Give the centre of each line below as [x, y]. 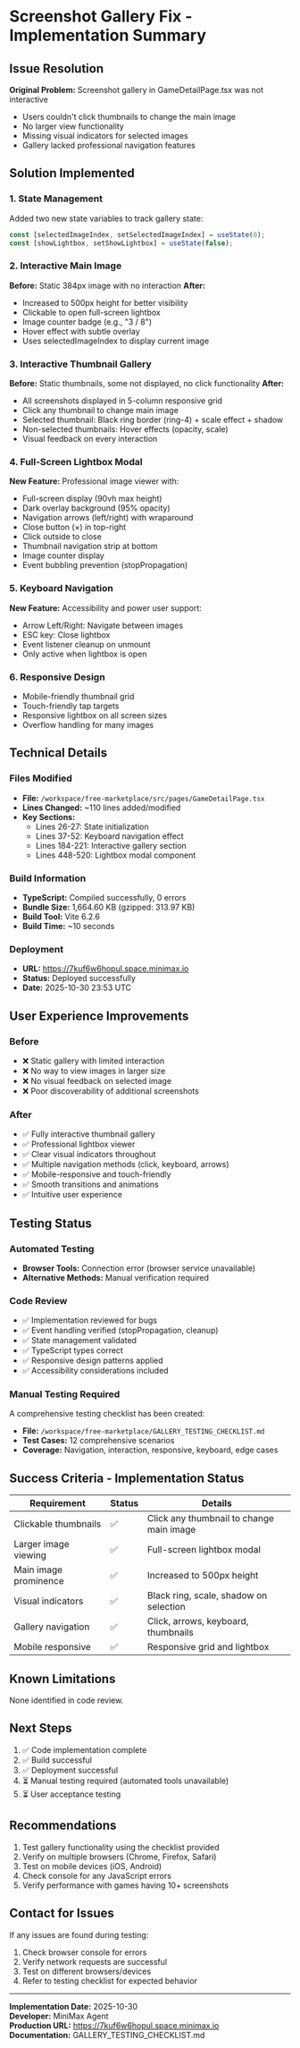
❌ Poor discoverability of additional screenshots [110, 1091]
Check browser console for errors [84, 1952]
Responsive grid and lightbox [208, 1647]
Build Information [48, 878]
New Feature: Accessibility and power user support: [106, 608]
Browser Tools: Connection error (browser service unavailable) [139, 1268]
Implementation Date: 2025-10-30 [74, 2006]
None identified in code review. [67, 1700]
